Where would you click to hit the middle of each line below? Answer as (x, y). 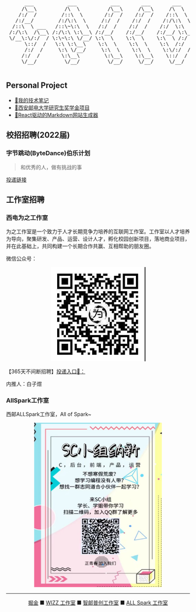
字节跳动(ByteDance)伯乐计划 (48, 153)
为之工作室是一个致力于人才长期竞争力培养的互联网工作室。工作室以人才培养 (98, 231)
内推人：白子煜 (24, 384)
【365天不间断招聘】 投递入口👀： (46, 372)
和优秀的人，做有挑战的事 (51, 167)
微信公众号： (21, 259)
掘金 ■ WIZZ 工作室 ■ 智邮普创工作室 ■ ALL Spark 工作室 (98, 603)
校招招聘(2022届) (38, 135)
